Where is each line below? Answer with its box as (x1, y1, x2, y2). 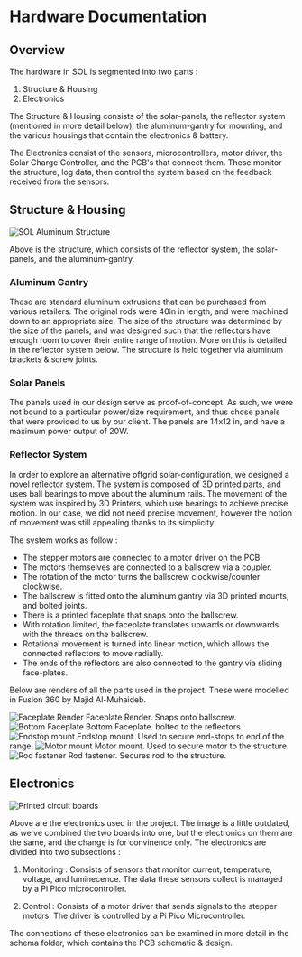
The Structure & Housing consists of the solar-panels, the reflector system (9, 111, 286, 121)
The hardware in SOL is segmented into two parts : (9, 66, 198, 77)
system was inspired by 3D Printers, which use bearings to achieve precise (9, 497, 288, 508)
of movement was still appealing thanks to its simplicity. (9, 516, 216, 527)
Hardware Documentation (9, 6, 207, 27)
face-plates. (22, 666, 69, 678)
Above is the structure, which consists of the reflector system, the (9, 244, 255, 255)
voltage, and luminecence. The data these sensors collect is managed (22, 873, 283, 884)
